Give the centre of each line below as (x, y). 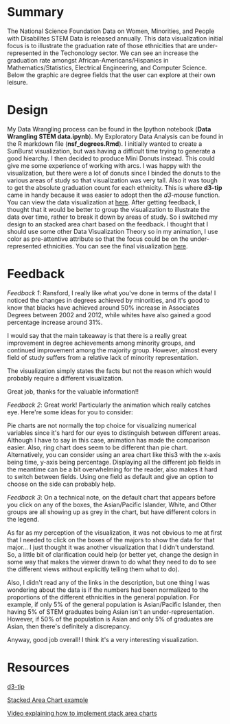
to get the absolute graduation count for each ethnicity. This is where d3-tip (115, 187)
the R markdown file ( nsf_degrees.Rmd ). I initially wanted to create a (105, 143)
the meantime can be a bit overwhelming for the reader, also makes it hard (112, 469)
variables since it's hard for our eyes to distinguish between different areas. (114, 433)
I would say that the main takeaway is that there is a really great (97, 335)
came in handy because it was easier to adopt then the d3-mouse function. (114, 195)
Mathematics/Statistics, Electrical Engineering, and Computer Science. (107, 67)
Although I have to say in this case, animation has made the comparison (109, 440)
